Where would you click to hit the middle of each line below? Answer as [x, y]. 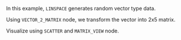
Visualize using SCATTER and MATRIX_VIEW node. [62, 31]
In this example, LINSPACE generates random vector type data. [81, 8]
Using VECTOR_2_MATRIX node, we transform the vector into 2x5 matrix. [91, 19]
